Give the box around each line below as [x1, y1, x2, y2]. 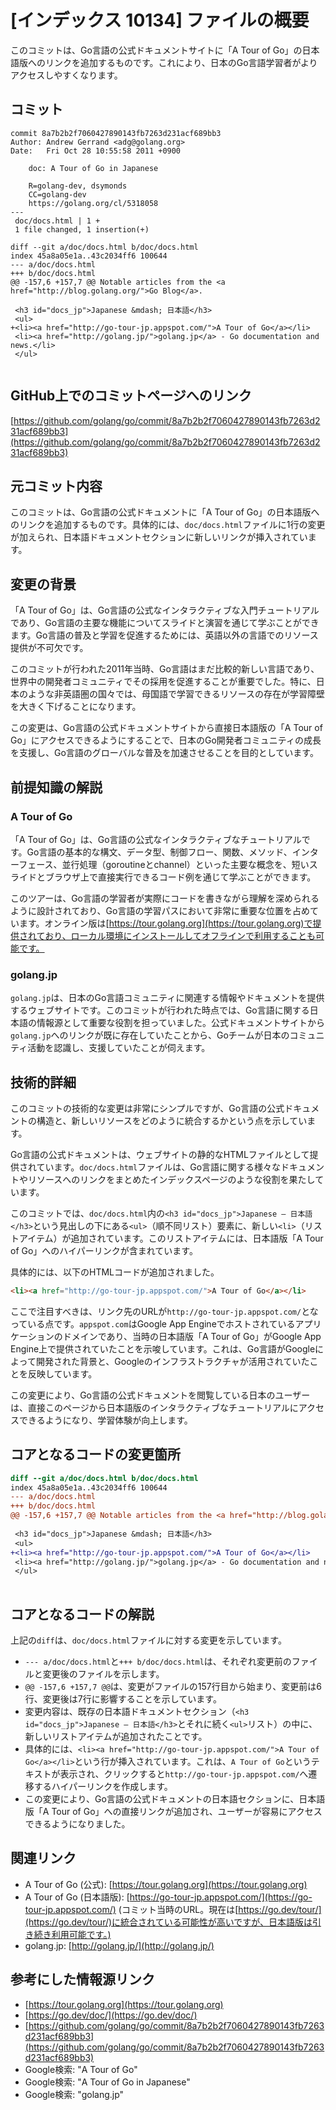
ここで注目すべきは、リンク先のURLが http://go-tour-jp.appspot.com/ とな [10, 1305, 319, 1317]
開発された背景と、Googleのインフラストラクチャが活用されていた [35, 1355, 310, 1367]
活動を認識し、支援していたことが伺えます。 [27, 1042, 211, 1054]
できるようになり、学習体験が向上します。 [18, 1414, 193, 1426]
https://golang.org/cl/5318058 [28, 198, 159, 208]
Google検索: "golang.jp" [24, 2088, 125, 2100]
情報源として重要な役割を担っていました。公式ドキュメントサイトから [36, 1017, 325, 1029]
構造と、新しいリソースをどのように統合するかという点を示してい [36, 1114, 308, 1126]
